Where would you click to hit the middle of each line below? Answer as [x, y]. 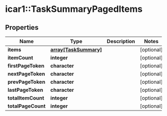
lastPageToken [25, 90]
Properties [22, 28]
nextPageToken [27, 74]
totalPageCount [27, 106]
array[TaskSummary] [76, 50]
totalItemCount [26, 98]
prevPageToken [27, 82]
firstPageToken [26, 66]
